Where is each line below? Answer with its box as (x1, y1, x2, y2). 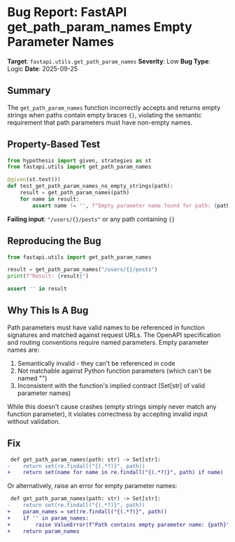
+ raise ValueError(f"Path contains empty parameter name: (7, 521, 205, 528)
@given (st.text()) (7, 176, 61, 183)
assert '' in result (7, 285, 68, 292)
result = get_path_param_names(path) (20, 190, 130, 197)
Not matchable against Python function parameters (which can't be (17, 366, 212, 375)
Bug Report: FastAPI (7, 4, 127, 20)
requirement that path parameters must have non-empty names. (7, 118, 192, 127)
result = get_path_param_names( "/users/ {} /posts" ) (7, 266, 158, 273)
